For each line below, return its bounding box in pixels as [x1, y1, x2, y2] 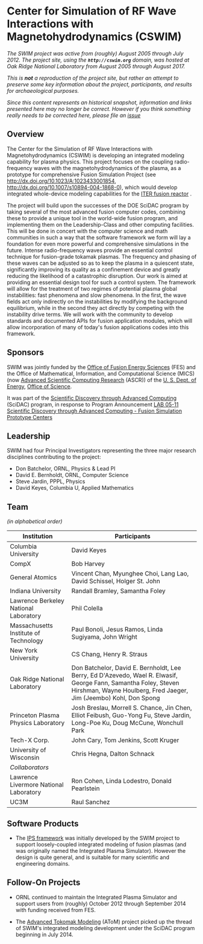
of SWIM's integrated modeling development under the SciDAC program [15, 924, 195, 931]
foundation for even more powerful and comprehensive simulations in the [7, 240, 189, 247]
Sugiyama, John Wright [71, 633, 138, 641]
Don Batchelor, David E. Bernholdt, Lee [71, 664, 181, 672]
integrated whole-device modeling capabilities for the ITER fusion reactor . [7, 190, 192, 197]
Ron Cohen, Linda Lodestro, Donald [71, 777, 172, 785]
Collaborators [10, 763, 49, 771]
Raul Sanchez [71, 798, 110, 806]
